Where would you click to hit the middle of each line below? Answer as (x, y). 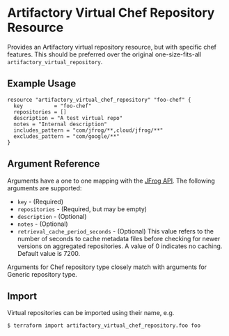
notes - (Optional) (42, 224)
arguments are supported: (45, 188)
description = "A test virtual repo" (68, 118)
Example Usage (42, 84)
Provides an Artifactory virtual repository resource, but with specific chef (112, 47)
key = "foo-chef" (53, 106)
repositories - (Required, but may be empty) (82, 209)
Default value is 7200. (49, 253)
